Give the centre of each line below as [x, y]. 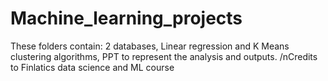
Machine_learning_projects [126, 18]
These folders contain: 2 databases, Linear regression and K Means [150, 46]
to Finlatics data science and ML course [92, 67]
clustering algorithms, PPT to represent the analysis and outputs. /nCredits [164, 56]
